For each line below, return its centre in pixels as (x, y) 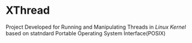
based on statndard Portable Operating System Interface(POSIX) (86, 33)
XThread (28, 10)
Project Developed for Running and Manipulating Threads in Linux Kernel (96, 27)
